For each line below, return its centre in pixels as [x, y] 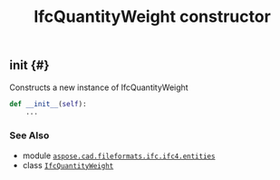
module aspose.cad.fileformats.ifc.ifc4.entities [119, 155]
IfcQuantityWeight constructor [152, 17]
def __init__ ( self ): [48, 104]
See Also [29, 135]
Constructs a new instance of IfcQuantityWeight [99, 87]
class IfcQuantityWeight [68, 165]
